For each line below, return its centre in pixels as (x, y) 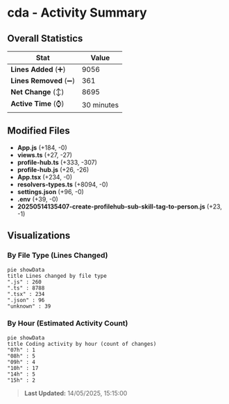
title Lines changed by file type (57, 276)
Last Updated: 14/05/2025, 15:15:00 (76, 393)
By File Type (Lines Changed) (58, 256)
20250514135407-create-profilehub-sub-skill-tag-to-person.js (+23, (119, 207)
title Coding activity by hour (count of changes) (82, 344)
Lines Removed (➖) (43, 81)
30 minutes (100, 105)
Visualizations (39, 236)
